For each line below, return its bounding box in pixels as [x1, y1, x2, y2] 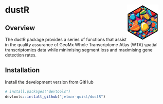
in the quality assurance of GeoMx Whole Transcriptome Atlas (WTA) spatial [5, 42, 158, 48]
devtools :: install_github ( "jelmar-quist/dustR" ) [5, 94, 106, 99]
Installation [5, 66, 40, 74]
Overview [5, 24, 36, 32]
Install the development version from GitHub [5, 79, 94, 85]
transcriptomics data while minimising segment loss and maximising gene [5, 47, 153, 52]
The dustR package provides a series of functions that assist [5, 36, 127, 42]
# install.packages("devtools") [5, 89, 71, 94]
